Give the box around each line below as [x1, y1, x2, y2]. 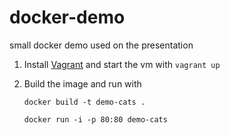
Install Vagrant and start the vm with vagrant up [23, 58, 221, 70]
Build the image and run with [23, 77, 142, 90]
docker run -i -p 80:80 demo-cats [23, 114, 168, 125]
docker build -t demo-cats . [23, 97, 146, 107]
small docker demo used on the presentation [9, 39, 194, 51]
